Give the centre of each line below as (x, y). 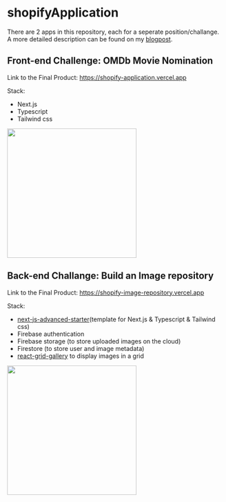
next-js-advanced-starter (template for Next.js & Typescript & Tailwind (116, 319)
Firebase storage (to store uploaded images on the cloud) (99, 341)
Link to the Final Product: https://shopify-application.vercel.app (97, 77)
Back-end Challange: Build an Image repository (111, 276)
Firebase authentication (51, 334)
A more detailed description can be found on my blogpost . (90, 39)
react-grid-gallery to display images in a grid (81, 356)
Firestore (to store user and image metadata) (81, 348)
